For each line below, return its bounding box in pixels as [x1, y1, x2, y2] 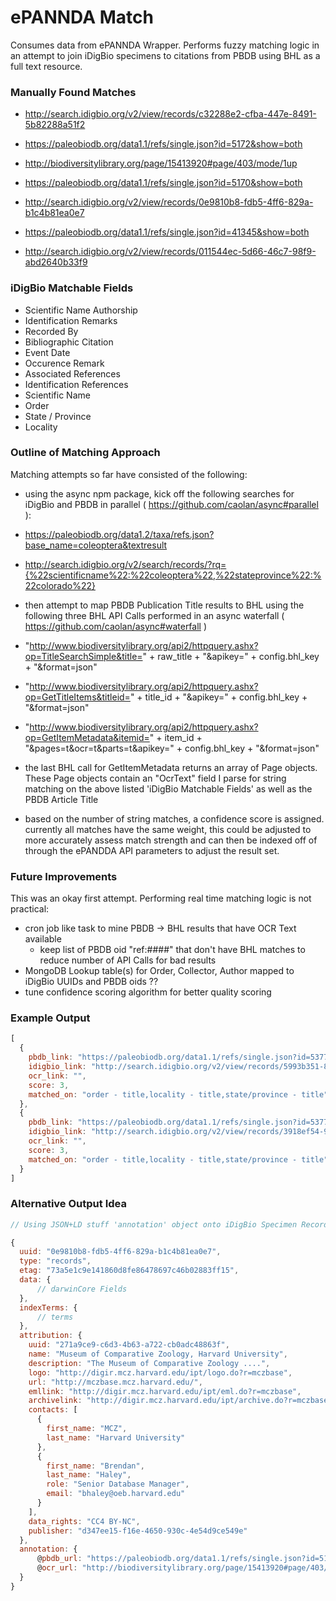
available [24, 933, 62, 945]
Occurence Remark [24, 357, 105, 369]
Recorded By [24, 325, 79, 337]
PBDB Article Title [24, 793, 99, 805]
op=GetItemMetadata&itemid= [24, 731, 150, 743]
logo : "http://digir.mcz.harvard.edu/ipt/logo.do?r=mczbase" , [28, 1367, 293, 1378]
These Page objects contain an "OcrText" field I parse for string [24, 772, 287, 784]
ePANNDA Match [10, 6, 154, 29]
